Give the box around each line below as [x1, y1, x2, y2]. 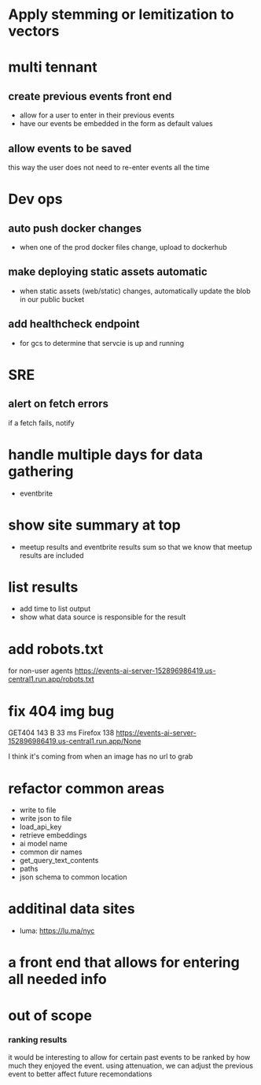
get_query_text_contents [19, 856, 99, 865]
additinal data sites [8, 900, 135, 918]
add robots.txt [8, 640, 104, 658]
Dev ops [8, 191, 63, 208]
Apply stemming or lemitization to [8, 6, 234, 24]
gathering [8, 463, 74, 480]
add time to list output [19, 604, 91, 614]
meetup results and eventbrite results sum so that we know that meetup [19, 542, 253, 552]
